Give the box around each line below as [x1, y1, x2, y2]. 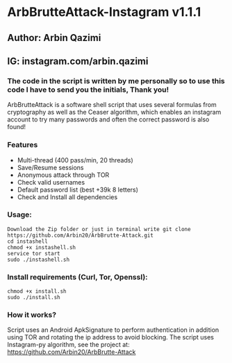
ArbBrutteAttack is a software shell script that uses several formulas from [7, 101, 217, 109]
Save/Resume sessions [17, 163, 85, 171]
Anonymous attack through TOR [17, 171, 110, 179]
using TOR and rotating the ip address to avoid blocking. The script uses [7, 333, 214, 341]
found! [7, 123, 26, 131]
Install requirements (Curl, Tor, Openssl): [7, 272, 148, 282]
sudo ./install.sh [7, 294, 60, 301]
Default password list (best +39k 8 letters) [17, 185, 139, 194]
